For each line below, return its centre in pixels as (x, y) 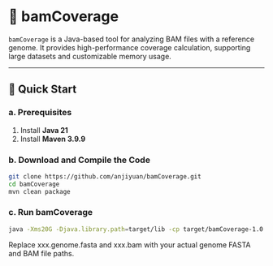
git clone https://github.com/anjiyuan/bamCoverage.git (105, 176)
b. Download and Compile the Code (79, 160)
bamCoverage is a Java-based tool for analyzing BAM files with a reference (131, 39)
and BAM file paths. (41, 253)
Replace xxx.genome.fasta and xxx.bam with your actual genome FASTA (130, 245)
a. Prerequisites (40, 113)
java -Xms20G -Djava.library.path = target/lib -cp (94, 229)
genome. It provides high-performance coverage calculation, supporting (130, 47)
